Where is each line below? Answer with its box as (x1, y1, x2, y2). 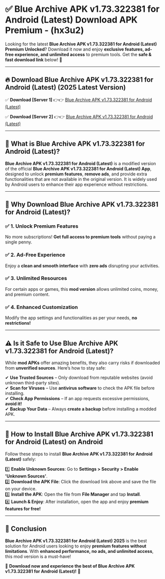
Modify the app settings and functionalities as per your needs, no (5, 315, 137, 321)
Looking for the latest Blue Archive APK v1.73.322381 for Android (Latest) (5, 41, 157, 47)
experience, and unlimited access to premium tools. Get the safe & (14, 51, 152, 57)
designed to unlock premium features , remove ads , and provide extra (5, 171, 147, 177)
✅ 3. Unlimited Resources (5, 275, 67, 282)
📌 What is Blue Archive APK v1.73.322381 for (5, 139, 145, 148)
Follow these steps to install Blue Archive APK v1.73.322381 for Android (5, 451, 153, 457)
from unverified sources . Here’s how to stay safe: (5, 365, 107, 371)
